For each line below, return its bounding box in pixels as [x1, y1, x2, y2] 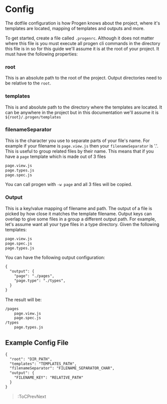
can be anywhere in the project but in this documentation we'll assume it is [5, 109, 159, 115]
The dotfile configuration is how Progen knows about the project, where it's [5, 20, 161, 26]
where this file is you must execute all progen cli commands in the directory [5, 40, 161, 46]
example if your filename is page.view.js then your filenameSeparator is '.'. [5, 142, 159, 148]
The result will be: [5, 296, 42, 302]
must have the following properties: [5, 51, 78, 57]
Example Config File [5, 338, 69, 347]
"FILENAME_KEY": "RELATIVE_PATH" [14, 375, 84, 380]
